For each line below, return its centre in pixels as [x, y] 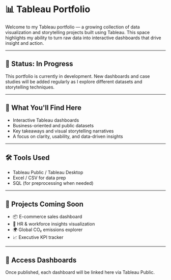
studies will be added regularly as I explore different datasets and [74, 81]
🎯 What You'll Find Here [43, 108]
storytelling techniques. [30, 87]
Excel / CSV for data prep [39, 178]
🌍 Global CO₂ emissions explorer [48, 230]
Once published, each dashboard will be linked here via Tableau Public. [80, 272]
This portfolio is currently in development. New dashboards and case [78, 76]
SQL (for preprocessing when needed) [53, 183]
